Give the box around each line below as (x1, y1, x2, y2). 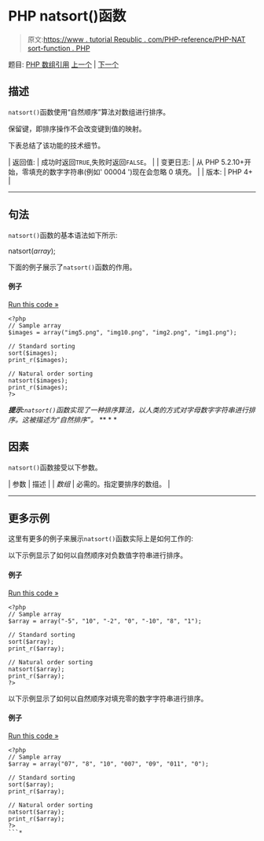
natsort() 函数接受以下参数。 (8, 463, 102, 472)
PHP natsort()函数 (8, 7, 126, 25)
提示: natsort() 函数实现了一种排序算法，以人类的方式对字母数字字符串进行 (8, 405, 249, 415)
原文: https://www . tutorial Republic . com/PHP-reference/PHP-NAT (27, 35, 246, 44)
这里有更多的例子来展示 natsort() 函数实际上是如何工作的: (8, 534, 194, 543)
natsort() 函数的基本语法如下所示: (8, 230, 118, 240)
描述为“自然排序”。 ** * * (35, 415, 118, 424)
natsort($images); (8, 376, 68, 385)
